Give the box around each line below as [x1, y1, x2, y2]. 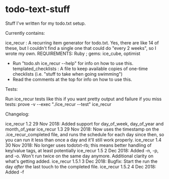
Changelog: [5, 111, 29, 117]
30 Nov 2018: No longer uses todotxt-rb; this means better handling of [5, 142, 152, 148]
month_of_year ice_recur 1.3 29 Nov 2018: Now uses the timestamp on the [5, 126, 159, 132]
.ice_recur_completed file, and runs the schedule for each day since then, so [5, 131, 164, 137]
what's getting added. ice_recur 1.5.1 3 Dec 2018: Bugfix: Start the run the [5, 158, 158, 164]
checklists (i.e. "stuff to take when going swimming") [12, 71, 123, 77]
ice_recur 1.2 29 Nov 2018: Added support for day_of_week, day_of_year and [5, 121, 164, 127]
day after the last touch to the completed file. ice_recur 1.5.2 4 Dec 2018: [5, 163, 156, 169]
